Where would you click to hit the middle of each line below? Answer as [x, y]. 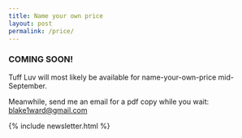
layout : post [30, 24]
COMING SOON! [41, 59]
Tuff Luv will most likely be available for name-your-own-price [112, 77]
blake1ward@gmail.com [48, 110]
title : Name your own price [56, 16]
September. [28, 85]
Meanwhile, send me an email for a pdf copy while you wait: [109, 101]
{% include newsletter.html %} [60, 126]
